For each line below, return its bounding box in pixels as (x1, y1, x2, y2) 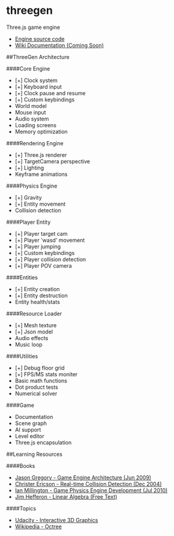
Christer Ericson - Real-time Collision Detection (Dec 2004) (14, 480, 162, 487)
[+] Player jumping (14, 242, 61, 250)
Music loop (14, 341, 43, 348)
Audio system (14, 115, 49, 122)
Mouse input (14, 109, 46, 116)
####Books (6, 462, 35, 469)
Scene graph (14, 420, 47, 427)
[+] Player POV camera (14, 262, 72, 269)
